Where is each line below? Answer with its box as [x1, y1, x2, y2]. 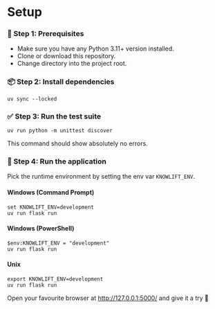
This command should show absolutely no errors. [7, 139, 149, 148]
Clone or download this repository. [17, 52, 116, 60]
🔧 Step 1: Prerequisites [7, 29, 84, 39]
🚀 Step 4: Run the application [7, 157, 107, 166]
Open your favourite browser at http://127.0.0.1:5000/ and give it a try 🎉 [7, 294, 209, 302]
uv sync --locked [7, 95, 57, 103]
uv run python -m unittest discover [7, 127, 113, 134]
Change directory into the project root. [17, 60, 127, 68]
